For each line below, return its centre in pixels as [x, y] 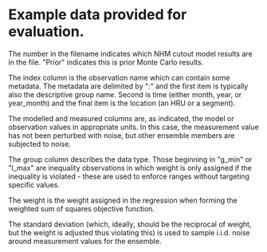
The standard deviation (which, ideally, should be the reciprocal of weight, [130, 224]
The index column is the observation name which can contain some [119, 77]
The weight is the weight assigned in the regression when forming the [123, 200]
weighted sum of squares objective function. [82, 208]
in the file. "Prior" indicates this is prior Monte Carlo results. [106, 62]
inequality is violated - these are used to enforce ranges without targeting [129, 176]
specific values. [34, 184]
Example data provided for [98, 15]
